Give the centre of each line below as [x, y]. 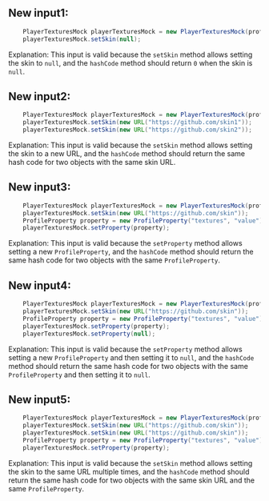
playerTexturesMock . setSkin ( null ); [82, 39]
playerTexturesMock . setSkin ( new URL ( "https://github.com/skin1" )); [137, 122]
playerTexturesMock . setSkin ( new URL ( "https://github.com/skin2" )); [137, 130]
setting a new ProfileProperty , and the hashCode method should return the [131, 252]
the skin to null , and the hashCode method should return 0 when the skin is [130, 62]
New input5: [39, 399]
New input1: [38, 13]
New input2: [40, 96]
